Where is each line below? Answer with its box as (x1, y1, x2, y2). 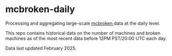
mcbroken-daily (5, 4, 75, 15)
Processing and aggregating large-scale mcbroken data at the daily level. (5, 20, 160, 26)
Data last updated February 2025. (5, 45, 77, 51)
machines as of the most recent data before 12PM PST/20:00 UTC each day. (5, 35, 167, 41)
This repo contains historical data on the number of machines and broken (5, 30, 161, 36)
